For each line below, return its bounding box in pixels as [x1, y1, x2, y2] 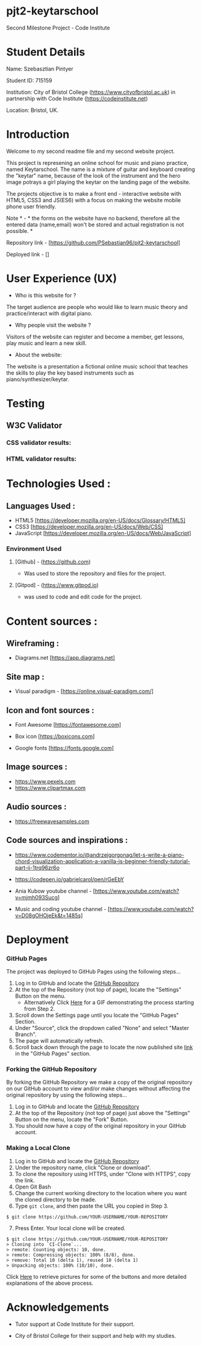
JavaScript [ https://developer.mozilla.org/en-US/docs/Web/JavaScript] [14, 530, 191, 537]
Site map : [6, 671, 45, 682]
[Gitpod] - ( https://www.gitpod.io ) [14, 582, 99, 589]
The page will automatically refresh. [14, 1037, 104, 1045]
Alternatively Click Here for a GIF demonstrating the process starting [23, 999, 194, 1006]
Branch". [14, 1031, 37, 1038]
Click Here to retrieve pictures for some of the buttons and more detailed [6, 1273, 187, 1280]
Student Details [6, 45, 85, 59]
